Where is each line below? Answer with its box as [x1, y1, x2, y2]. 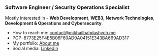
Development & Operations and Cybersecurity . [5, 20, 103, 26]
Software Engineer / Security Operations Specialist [5, 4, 129, 11]
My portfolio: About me [12, 40, 60, 46]
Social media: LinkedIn [12, 46, 58, 52]
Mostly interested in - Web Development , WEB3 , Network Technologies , [5, 15, 155, 21]
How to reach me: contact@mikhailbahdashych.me [12, 30, 116, 36]
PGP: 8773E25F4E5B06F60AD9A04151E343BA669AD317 [12, 35, 129, 41]
